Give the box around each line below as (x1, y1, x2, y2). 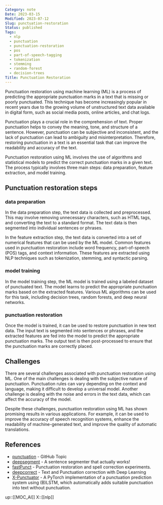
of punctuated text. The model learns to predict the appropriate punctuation (5, 283, 157, 289)
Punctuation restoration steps (5, 184, 98, 192)
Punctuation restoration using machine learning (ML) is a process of (5, 88, 142, 94)
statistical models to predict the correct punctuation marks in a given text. (5, 159, 153, 165)
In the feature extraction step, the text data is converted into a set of (5, 235, 142, 241)
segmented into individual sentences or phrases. (5, 225, 103, 231)
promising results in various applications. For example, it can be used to (5, 411, 149, 417)
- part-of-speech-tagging (9, 52, 62, 58)
